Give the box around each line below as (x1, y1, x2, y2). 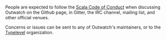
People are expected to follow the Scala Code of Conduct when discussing (5, 4, 161, 10)
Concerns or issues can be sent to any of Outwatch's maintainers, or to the (5, 24, 161, 30)
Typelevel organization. (5, 30, 54, 35)
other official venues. (5, 15, 49, 20)
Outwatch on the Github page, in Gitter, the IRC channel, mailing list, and (5, 9, 155, 15)
